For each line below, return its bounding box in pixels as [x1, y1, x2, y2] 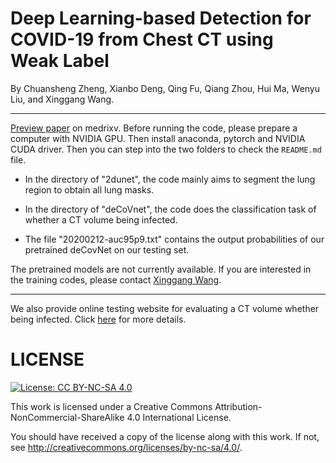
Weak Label [10, 50, 110, 72]
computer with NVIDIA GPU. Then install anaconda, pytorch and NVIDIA [10, 132, 306, 144]
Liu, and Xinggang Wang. [10, 93, 115, 105]
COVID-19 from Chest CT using [10, 28, 274, 51]
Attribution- [214, 400, 263, 412]
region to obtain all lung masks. [24, 183, 155, 196]
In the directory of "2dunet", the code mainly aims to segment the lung [24, 173, 316, 185]
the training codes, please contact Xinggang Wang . [10, 273, 222, 286]
